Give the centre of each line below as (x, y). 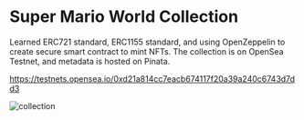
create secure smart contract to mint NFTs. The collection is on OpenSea (147, 51)
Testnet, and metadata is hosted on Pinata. (90, 61)
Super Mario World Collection (124, 17)
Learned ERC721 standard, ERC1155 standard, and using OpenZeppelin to (147, 42)
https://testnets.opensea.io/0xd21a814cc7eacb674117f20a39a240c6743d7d (152, 78)
